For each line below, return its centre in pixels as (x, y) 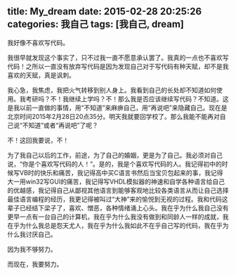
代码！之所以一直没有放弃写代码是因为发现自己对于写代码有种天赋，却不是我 (118, 66)
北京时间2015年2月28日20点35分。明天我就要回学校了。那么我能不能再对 (113, 116)
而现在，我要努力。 (35, 264)
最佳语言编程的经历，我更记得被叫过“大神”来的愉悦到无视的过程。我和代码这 (118, 199)
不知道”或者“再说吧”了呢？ (60, 125)
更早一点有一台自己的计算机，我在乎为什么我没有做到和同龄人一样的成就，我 (118, 217)
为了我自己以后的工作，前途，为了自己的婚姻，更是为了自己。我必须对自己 (115, 155)
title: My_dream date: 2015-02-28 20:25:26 (105, 12)
